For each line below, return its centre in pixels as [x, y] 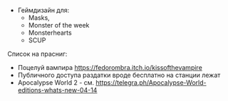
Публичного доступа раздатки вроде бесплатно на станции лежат [119, 75]
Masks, [39, 18]
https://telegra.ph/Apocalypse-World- [151, 83]
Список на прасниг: [37, 54]
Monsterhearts [50, 32]
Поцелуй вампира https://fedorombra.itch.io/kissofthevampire [110, 67]
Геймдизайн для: [43, 10]
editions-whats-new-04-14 [57, 90]
